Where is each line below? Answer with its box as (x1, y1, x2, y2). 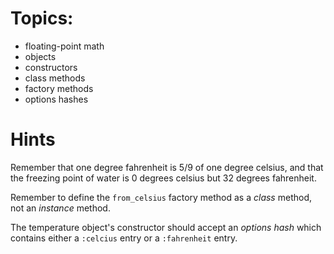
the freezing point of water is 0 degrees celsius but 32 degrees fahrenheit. (10, 172, 317, 184)
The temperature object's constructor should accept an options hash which (10, 221, 322, 233)
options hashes (24, 93, 89, 105)
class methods (24, 72, 86, 84)
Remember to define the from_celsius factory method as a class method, (10, 191, 312, 203)
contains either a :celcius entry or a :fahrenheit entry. (10, 232, 238, 244)
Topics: (10, 7, 74, 30)
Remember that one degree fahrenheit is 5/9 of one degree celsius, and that (10, 161, 324, 173)
